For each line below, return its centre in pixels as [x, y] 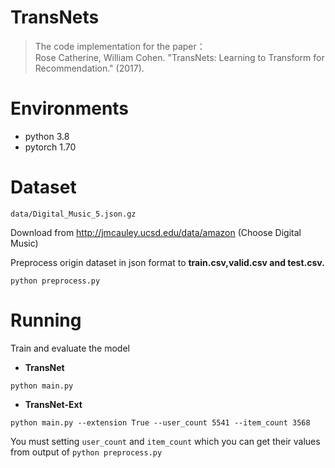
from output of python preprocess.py [86, 452]
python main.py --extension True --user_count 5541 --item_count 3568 [160, 422]
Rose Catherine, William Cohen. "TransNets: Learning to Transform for [179, 57]
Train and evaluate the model [70, 348]
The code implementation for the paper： [120, 46]
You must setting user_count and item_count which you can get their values [165, 441]
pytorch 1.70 [50, 147]
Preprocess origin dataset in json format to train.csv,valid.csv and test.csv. [167, 262]
